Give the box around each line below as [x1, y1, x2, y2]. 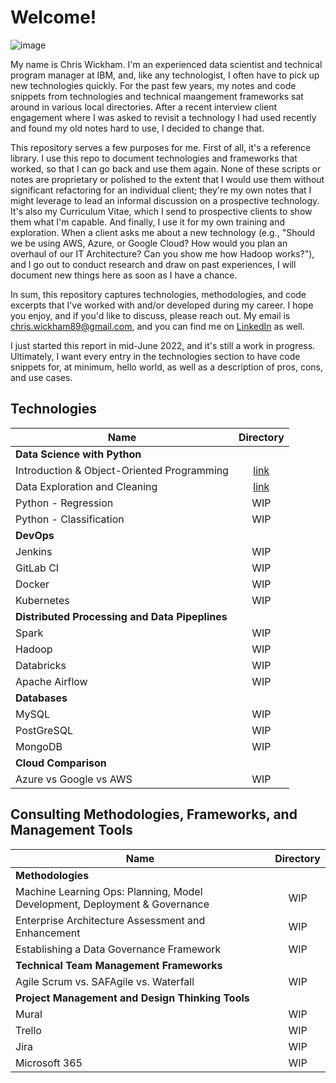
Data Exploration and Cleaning [15, 479, 158, 493]
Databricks [15, 658, 67, 672]
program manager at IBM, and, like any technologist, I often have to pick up [10, 69, 320, 81]
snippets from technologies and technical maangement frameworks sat [10, 90, 304, 102]
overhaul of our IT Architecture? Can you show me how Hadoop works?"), [10, 247, 315, 260]
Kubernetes [15, 593, 70, 607]
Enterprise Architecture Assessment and [15, 913, 206, 927]
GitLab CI [15, 561, 60, 575]
